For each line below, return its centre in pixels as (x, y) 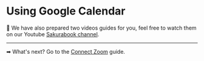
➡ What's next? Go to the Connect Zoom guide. (66, 51)
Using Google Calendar (66, 11)
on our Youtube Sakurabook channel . (53, 34)
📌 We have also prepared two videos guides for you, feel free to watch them (101, 28)
